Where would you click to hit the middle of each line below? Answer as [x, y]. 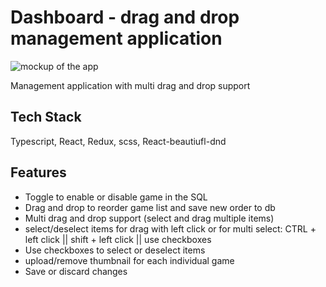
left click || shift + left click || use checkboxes [118, 239]
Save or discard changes [76, 271]
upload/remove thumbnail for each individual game [129, 260]
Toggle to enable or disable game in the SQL [116, 197]
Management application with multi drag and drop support [130, 85]
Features [38, 172]
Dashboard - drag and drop [125, 17]
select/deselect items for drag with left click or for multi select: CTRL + [170, 228]
